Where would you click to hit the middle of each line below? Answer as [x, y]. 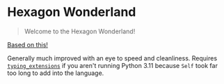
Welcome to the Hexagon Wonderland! [80, 31]
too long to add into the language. [56, 73]
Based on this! [28, 44]
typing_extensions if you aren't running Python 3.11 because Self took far [112, 65]
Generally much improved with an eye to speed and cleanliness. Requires [112, 58]
